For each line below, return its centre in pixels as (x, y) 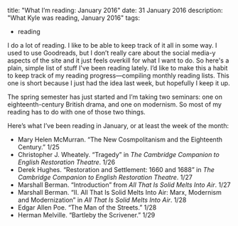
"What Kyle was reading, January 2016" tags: (74, 18)
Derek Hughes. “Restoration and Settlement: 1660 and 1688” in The (116, 169)
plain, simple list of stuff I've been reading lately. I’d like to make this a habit (118, 68)
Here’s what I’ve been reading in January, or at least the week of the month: (118, 126)
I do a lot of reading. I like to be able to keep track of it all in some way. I (112, 45)
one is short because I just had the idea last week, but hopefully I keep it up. (119, 83)
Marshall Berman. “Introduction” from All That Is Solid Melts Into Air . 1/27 (124, 185)
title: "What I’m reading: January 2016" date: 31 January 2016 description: (115, 10)
